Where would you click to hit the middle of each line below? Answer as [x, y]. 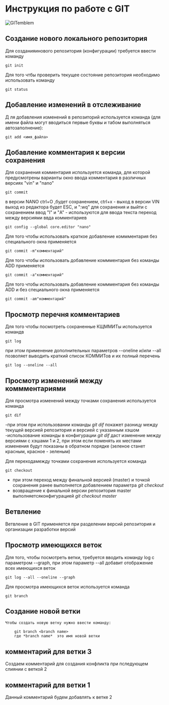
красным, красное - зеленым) [38, 451]
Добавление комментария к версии [65, 152]
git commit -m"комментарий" [35, 251]
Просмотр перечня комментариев [63, 314]
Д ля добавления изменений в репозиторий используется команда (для [83, 117]
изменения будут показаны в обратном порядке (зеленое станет [75, 446]
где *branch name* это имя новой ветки [57, 636]
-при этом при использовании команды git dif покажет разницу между [82, 425]
